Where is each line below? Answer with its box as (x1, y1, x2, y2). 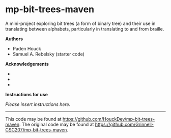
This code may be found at (5, 116, 62, 122)
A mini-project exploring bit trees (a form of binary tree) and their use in (5, 20, 156, 26)
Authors (5, 36, 23, 42)
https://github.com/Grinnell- (95, 121, 154, 127)
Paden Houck (12, 45, 42, 51)
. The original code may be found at (19, 121, 94, 127)
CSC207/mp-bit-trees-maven (5, 126, 67, 133)
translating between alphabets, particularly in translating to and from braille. (5, 25, 164, 32)
